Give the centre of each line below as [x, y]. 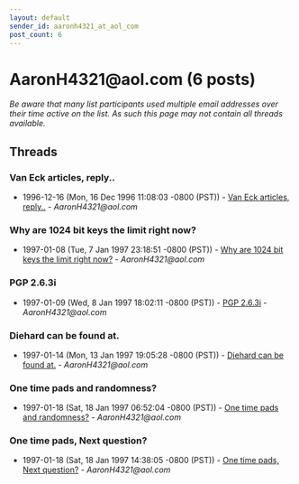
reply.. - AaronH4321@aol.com [80, 207]
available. [28, 124]
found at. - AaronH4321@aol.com [85, 364]
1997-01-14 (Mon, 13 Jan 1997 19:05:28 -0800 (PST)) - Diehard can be [153, 355]
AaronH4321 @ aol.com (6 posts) [132, 79]
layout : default [40, 18]
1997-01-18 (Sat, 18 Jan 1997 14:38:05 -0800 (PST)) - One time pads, [150, 461]
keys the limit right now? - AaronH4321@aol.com [113, 259]
